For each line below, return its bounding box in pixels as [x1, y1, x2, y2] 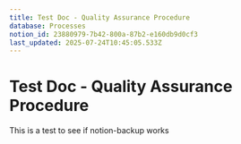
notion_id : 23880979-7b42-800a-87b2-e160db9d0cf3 [9, 30, 199, 38]
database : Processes [9, 21, 87, 30]
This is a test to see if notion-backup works [9, 125, 169, 136]
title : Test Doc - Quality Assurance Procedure [9, 13, 191, 22]
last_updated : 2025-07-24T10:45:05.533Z [9, 38, 163, 47]
